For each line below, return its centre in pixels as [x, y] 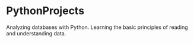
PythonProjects [45, 11]
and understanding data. [36, 33]
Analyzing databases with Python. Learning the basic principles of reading [97, 27]
